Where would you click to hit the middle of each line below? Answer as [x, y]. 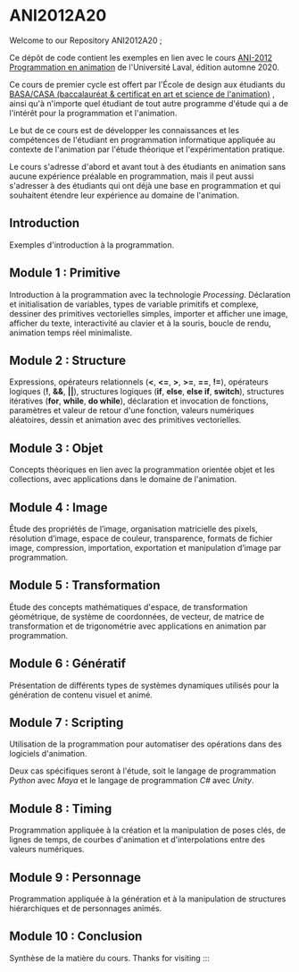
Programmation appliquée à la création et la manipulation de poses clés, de [148, 830]
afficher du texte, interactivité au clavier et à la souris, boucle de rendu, [140, 323]
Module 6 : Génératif [68, 664]
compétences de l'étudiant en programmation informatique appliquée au [142, 139]
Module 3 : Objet [56, 448]
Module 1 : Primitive [65, 273]
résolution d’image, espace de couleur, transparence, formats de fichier [141, 538]
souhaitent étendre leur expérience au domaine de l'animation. [124, 195]
